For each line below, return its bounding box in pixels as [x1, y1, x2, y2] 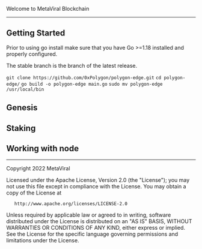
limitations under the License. [6, 237, 79, 244]
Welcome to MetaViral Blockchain [6, 5, 90, 12]
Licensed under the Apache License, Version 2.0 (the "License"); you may [6, 176, 190, 184]
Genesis [6, 103, 38, 113]
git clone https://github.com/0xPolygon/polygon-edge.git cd [6, 74, 161, 80]
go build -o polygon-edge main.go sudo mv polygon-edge [20, 81, 163, 87]
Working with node [6, 143, 79, 154]
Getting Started [6, 28, 66, 38]
